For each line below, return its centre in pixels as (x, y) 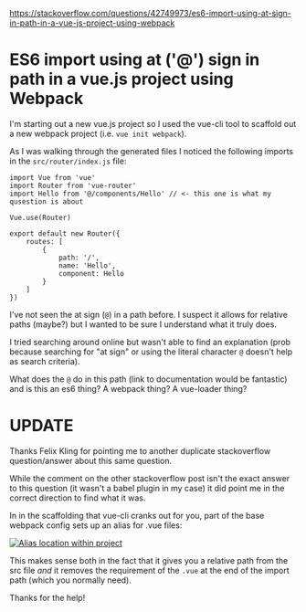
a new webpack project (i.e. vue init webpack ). (98, 133)
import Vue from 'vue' (53, 177)
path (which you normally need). (71, 580)
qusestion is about (47, 201)
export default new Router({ (65, 233)
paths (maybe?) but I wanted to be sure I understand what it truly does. (143, 324)
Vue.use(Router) (40, 217)
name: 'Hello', (87, 265)
